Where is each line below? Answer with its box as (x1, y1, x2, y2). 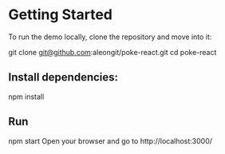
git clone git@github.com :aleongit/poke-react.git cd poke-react (8, 47, 217, 57)
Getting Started (8, 6, 113, 24)
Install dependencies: (8, 70, 118, 85)
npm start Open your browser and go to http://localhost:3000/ (8, 136, 213, 145)
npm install (8, 92, 45, 101)
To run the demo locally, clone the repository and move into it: (8, 32, 212, 41)
